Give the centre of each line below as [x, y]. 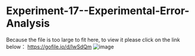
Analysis [28, 23]
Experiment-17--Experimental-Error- [98, 11]
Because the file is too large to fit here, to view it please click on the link [93, 39]
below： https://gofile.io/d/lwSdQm [49, 47]
